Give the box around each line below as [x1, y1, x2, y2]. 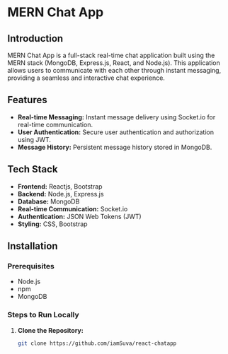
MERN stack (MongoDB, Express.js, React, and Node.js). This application [7, 59, 221, 67]
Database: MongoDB [17, 197, 80, 206]
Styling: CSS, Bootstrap [17, 220, 88, 228]
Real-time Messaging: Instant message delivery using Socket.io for [17, 112, 216, 121]
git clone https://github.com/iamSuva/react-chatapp [17, 340, 177, 347]
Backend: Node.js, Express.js [17, 189, 104, 198]
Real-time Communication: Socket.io [17, 204, 128, 213]
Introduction [7, 33, 64, 45]
